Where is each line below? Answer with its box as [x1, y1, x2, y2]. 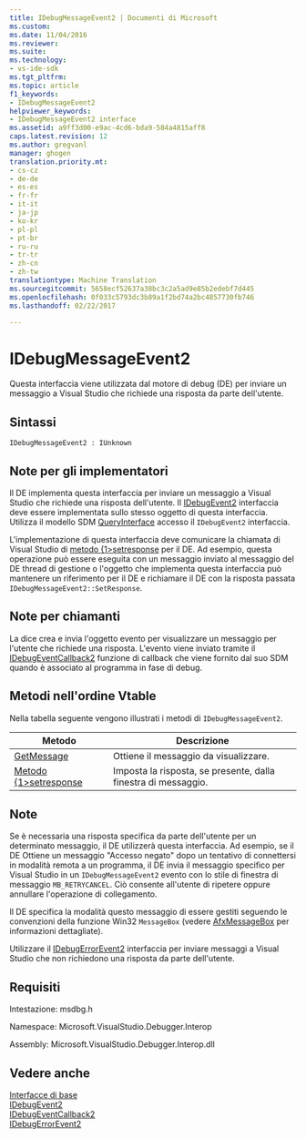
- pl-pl [9, 225, 39, 234]
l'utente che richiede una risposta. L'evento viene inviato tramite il [9, 643, 256, 654]
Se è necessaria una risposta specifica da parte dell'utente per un [9, 830, 257, 842]
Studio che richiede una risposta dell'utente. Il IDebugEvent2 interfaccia [9, 497, 280, 508]
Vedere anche [9, 1065, 91, 1081]
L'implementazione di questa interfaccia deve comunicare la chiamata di [9, 533, 280, 544]
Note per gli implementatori [9, 463, 168, 479]
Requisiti [9, 980, 61, 995]
